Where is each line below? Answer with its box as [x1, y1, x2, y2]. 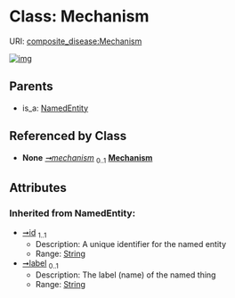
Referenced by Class [9, 128, 127, 144]
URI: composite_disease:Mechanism [9, 36, 142, 46]
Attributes [9, 180, 67, 195]
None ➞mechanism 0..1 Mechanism [21, 152, 153, 165]
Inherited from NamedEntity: [9, 207, 136, 219]
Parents [9, 79, 53, 95]
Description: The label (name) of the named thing [35, 269, 216, 280]
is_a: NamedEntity [21, 103, 89, 113]
